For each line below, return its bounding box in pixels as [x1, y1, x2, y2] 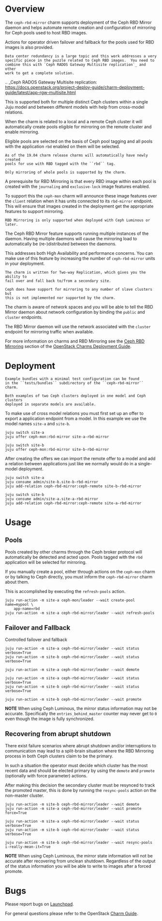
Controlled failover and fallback [5, 637, 68, 642]
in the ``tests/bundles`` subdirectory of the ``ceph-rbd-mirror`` [5, 380, 144, 385]
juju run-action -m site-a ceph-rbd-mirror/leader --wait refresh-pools [5, 610, 155, 615]
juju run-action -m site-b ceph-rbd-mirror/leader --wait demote [5, 802, 139, 806]
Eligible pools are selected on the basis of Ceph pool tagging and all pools [5, 138, 153, 144]
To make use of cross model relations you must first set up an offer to [5, 410, 144, 416]
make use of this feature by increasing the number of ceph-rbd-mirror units [5, 255, 156, 261]
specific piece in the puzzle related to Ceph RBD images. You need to [5, 58, 155, 63]
